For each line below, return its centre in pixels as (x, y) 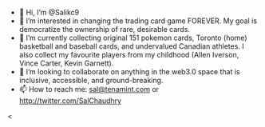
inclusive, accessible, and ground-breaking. (91, 80)
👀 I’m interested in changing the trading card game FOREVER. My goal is (138, 21)
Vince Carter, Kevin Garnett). (66, 63)
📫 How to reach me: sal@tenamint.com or (89, 89)
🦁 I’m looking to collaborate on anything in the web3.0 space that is (129, 71)
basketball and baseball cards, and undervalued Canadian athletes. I (131, 46)
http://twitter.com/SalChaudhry (70, 101)
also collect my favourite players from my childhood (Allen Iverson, (129, 55)
